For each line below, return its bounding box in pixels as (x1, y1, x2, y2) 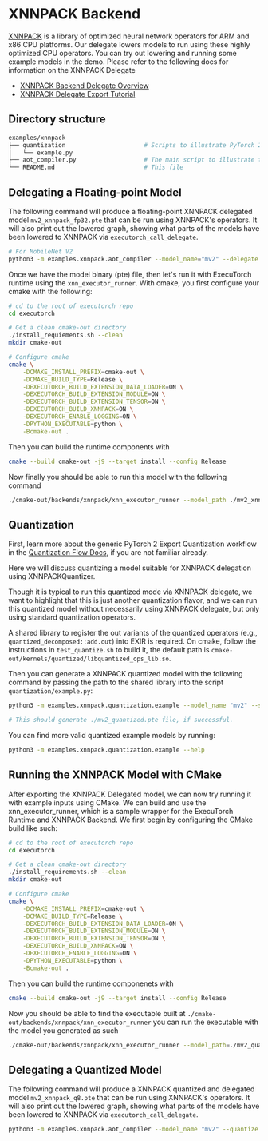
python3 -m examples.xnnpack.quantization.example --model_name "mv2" (8, 701, 248, 710)
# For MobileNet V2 (8, 247, 73, 256)
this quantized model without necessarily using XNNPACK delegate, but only (8, 604, 260, 614)
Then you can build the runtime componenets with (8, 979, 174, 988)
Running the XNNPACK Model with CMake (8, 768, 222, 782)
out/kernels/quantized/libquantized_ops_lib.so (8, 655, 170, 664)
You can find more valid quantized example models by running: (8, 731, 215, 740)
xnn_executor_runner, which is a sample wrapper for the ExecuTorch (8, 806, 234, 816)
